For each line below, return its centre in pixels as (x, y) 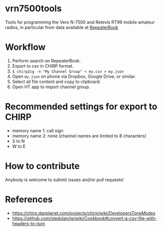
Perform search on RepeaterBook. (47, 61)
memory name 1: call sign (38, 130)
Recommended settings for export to (81, 107)
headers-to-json (29, 223)
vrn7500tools (33, 9)
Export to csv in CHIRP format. (43, 66)
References (29, 199)
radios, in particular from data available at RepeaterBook (62, 27)
